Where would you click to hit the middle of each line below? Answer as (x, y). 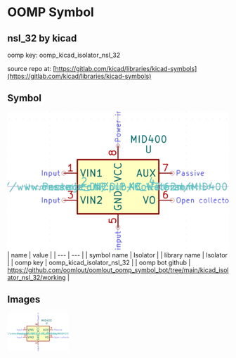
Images (24, 300)
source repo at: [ (31, 69)
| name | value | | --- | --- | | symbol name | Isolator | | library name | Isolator (118, 255)
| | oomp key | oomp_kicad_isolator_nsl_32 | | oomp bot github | (99, 262)
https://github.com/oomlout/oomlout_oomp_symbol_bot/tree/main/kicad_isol (118, 270)
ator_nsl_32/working (37, 277)
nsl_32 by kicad (42, 38)
